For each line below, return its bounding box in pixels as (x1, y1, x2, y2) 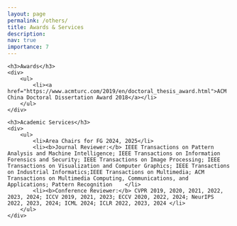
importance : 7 (7, 43, 50, 50)
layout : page (7, 10, 46, 18)
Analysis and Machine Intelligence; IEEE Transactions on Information (7, 150, 221, 157)
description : (7, 30, 46, 38)
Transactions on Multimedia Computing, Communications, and (7, 175, 189, 182)
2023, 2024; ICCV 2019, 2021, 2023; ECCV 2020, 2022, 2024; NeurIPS (7, 193, 214, 200)
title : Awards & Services (7, 23, 84, 31)
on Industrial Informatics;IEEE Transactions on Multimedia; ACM (7, 168, 204, 176)
